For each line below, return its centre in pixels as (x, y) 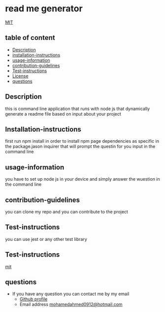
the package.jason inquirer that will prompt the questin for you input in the (80, 147)
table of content (30, 38)
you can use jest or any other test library (46, 239)
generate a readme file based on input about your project (63, 114)
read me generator (44, 9)
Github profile (33, 299)
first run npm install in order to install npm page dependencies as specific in (82, 141)
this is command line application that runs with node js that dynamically (78, 109)
